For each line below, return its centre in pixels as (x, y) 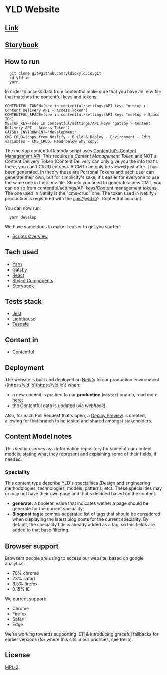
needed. (14, 459)
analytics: (15, 563)
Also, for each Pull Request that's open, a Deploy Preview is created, (76, 416)
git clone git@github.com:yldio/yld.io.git (55, 73)
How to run (23, 62)
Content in (22, 340)
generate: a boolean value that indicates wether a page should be (80, 503)
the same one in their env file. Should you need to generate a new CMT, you (83, 182)
